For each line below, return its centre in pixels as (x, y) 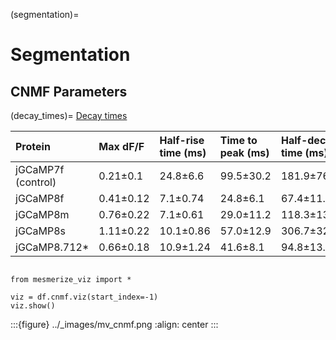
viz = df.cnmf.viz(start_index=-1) (84, 297)
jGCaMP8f (40, 198)
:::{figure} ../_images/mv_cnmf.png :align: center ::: (114, 324)
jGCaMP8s (40, 231)
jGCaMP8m (42, 214)
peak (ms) (244, 152)
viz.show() (33, 306)
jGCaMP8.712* (52, 247)
